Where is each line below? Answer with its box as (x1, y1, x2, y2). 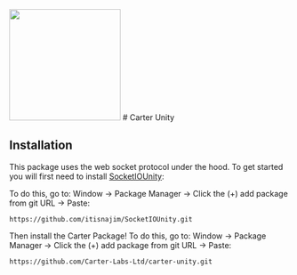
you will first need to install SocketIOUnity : (9, 171, 165, 182)
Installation (9, 138, 73, 153)
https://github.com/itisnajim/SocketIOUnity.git (9, 214, 193, 223)
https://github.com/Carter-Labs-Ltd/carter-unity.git (9, 257, 213, 266)
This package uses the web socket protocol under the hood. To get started (9, 161, 284, 172)
